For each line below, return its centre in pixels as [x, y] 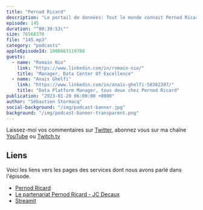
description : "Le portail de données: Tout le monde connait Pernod [94, 17]
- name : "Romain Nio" [39, 62]
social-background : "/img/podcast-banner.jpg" [66, 107]
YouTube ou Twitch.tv [33, 136]
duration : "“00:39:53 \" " [37, 29]
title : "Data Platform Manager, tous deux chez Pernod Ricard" [98, 91]
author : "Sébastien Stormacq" [44, 101]
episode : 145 [23, 23]
